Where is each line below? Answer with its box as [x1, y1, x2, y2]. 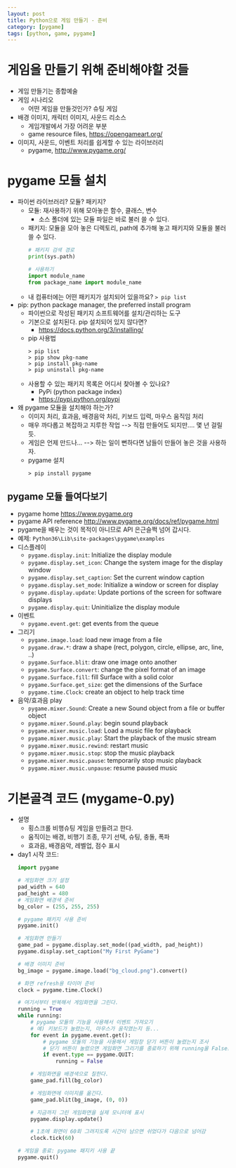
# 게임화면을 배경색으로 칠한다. [30, 1070, 109, 1078]
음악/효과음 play [17, 696, 63, 704]
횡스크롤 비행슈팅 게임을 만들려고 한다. [27, 824, 133, 832]
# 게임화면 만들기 [17, 935, 61, 942]
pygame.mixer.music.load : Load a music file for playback [27, 726, 192, 735]
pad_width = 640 [17, 884, 65, 891]
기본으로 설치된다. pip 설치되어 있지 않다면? [27, 317, 147, 326]
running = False [55, 1058, 103, 1065]
